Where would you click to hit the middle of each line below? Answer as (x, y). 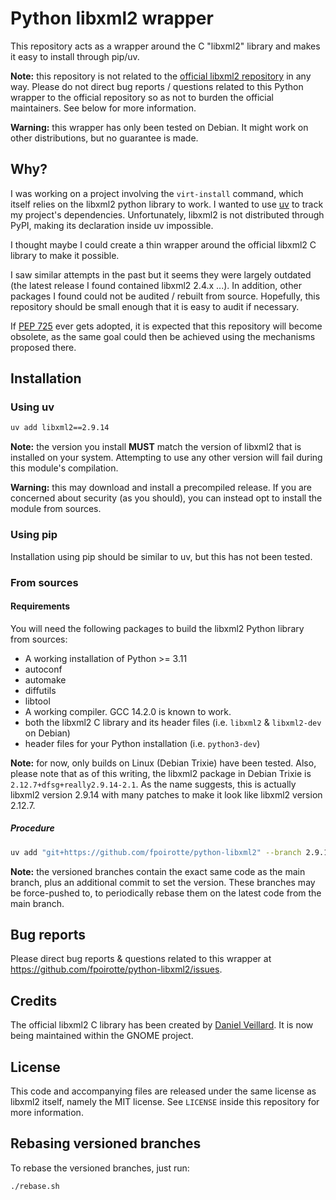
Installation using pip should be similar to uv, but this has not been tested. (161, 556)
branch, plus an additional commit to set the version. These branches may (163, 882)
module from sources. (56, 509)
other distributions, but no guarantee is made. (104, 138)
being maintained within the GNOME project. (102, 1036)
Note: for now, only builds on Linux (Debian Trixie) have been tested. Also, (163, 763)
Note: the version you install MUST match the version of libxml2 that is (156, 447)
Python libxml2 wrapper (112, 18)
